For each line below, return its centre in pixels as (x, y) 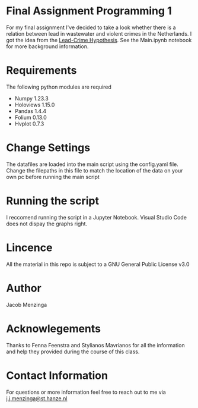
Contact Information (57, 375)
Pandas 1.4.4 (31, 111)
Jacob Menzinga (27, 305)
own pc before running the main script (53, 177)
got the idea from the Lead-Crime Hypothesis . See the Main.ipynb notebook (99, 40)
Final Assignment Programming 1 (89, 11)
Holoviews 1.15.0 (35, 105)
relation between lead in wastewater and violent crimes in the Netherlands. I (99, 33)
